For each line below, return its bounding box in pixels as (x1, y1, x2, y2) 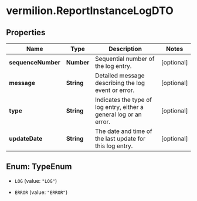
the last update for (94, 135, 145, 142)
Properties (6, 28, 46, 38)
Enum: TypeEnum (6, 162, 72, 172)
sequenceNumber (9, 59, 60, 66)
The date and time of (94, 127, 152, 135)
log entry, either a (94, 103, 144, 111)
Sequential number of (94, 54, 155, 63)
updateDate (9, 135, 43, 142)
